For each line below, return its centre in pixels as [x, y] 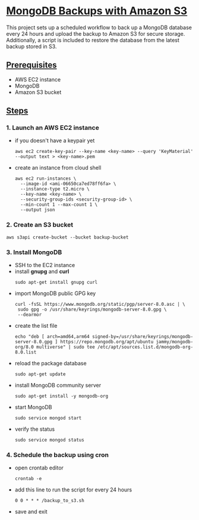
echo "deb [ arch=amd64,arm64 [52, 337]
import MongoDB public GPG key [55, 293]
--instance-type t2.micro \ [55, 189]
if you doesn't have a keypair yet [55, 140]
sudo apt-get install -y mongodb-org [61, 396]
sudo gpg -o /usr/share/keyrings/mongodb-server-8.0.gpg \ [92, 310]
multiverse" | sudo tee [66, 347]
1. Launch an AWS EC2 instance [53, 128]
